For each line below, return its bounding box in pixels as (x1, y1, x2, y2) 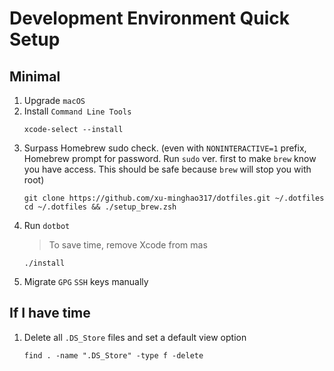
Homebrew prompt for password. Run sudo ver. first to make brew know (23, 153, 317, 164)
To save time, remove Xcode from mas (48, 239, 208, 251)
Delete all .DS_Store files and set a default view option (23, 331, 247, 343)
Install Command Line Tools (23, 105, 132, 117)
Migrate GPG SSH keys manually (23, 276, 149, 287)
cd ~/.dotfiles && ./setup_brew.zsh (23, 202, 177, 212)
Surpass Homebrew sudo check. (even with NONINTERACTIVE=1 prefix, (23, 142, 307, 154)
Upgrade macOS (23, 95, 86, 106)
